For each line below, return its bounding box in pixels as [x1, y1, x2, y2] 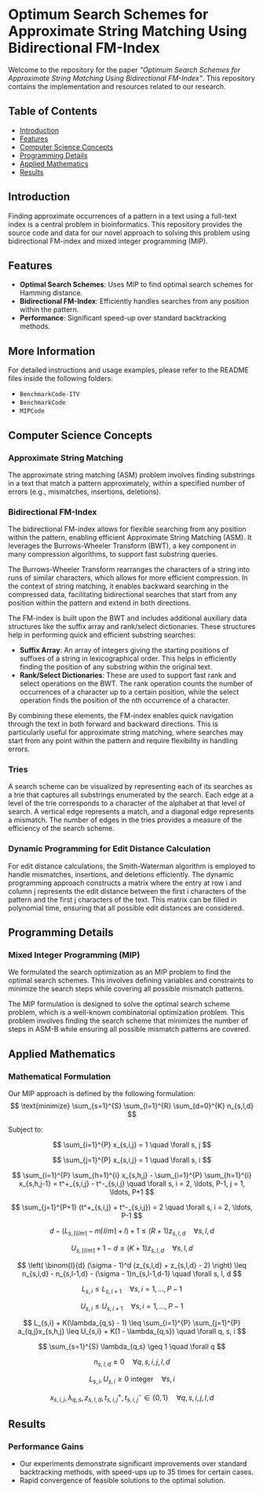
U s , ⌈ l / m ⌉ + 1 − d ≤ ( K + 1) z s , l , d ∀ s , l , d [71, 1243, 193, 1254]
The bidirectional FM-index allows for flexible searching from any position [8, 524, 247, 534]
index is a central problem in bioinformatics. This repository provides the [8, 219, 243, 229]
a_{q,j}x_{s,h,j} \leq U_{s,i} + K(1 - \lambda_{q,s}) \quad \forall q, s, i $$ [17, 1327, 247, 1336]
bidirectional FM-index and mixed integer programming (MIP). [8, 236, 208, 246]
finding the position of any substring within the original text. [19, 662, 213, 672]
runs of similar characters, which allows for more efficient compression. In [8, 573, 249, 583]
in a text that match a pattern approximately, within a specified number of [8, 478, 246, 487]
